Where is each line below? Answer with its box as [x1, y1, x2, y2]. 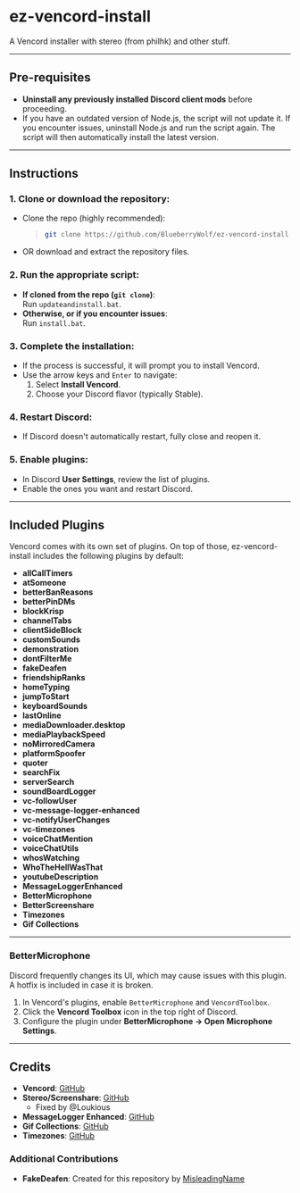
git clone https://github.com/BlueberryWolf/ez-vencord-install [44, 230, 289, 239]
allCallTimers [21, 568, 73, 579]
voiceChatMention [21, 833, 94, 845]
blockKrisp [21, 605, 64, 617]
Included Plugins [9, 517, 105, 532]
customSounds [21, 634, 80, 645]
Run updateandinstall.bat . [21, 298, 122, 309]
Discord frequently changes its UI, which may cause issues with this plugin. [9, 970, 287, 980]
